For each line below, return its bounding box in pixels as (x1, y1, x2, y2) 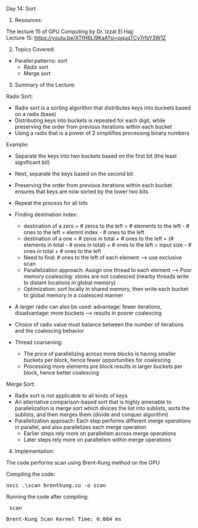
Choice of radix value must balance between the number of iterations (14, 321, 184, 328)
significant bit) (14, 159, 50, 165)
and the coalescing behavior (14, 327, 85, 334)
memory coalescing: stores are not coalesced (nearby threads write (23, 273, 189, 280)
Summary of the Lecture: (14, 81, 76, 88)
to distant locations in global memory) (23, 279, 116, 286)
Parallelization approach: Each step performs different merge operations (14, 417, 191, 424)
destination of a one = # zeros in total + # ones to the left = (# (23, 235, 174, 242)
